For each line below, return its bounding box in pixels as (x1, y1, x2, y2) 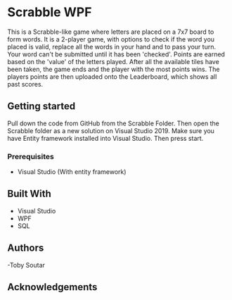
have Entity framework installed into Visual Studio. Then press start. (7, 134, 204, 142)
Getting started (7, 100, 76, 113)
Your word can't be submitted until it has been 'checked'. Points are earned (7, 50, 225, 58)
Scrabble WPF (7, 4, 92, 20)
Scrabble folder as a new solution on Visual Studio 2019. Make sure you (7, 126, 214, 135)
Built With (7, 188, 51, 200)
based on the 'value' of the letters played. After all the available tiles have (7, 57, 219, 65)
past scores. (7, 80, 44, 88)
